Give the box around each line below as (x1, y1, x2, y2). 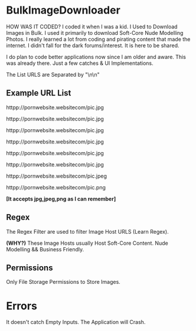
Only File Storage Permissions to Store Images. (6, 278, 121, 286)
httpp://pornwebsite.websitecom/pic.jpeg (6, 172, 107, 179)
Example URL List (6, 88, 71, 98)
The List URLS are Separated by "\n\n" (6, 71, 100, 78)
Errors (6, 299, 37, 313)
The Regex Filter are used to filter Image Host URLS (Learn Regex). (6, 228, 169, 235)
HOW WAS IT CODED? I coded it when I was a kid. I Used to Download (6, 23, 178, 30)
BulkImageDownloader (6, 4, 121, 17)
